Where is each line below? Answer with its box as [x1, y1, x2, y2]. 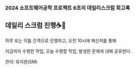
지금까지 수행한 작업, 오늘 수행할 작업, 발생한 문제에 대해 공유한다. [5, 48, 132, 54]
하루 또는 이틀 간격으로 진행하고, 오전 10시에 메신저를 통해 [5, 37, 117, 43]
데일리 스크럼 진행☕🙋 [5, 21, 66, 30]
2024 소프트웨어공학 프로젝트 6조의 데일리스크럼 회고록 [5, 4, 130, 11]
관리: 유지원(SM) [5, 59, 38, 65]
